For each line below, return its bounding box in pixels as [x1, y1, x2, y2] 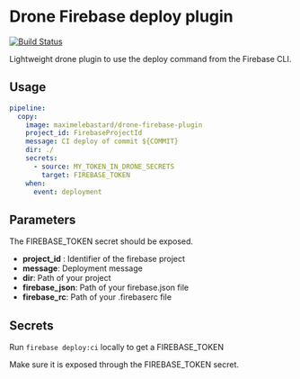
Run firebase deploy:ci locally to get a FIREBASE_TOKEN [9, 342, 225, 352]
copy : [17, 112, 39, 121]
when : [25, 178, 47, 188]
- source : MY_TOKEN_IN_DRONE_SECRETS [32, 162, 175, 171]
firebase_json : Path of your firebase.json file [22, 282, 190, 293]
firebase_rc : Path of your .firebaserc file [22, 292, 172, 302]
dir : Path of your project [22, 273, 111, 284]
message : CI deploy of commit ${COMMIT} [25, 137, 179, 146]
